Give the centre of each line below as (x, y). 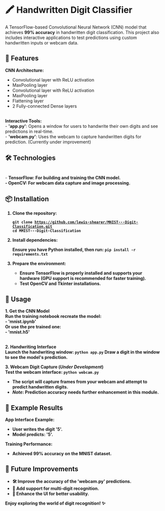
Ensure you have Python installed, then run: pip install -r (74, 250)
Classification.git (32, 227)
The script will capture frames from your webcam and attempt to (80, 382)
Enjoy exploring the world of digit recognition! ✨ (55, 503)
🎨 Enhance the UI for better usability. (51, 493)
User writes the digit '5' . (37, 429)
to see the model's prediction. (36, 357)
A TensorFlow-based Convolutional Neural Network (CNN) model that (76, 27)
